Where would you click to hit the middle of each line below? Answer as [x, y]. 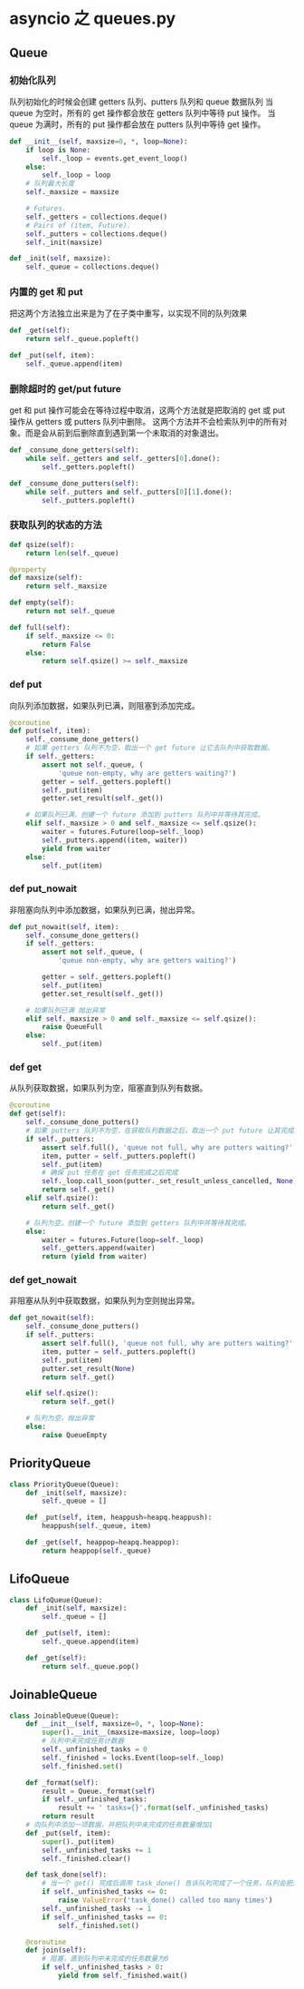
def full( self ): [40, 627]
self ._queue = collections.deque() [93, 267]
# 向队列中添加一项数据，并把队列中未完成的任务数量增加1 [119, 1825]
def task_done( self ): [66, 1875]
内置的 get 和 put [46, 292]
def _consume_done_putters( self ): [75, 483]
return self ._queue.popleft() [83, 339]
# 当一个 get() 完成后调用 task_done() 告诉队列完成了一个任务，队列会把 [167, 1884]
